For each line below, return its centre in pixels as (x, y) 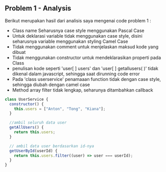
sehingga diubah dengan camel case (51, 84)
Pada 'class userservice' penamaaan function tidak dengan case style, (87, 79)
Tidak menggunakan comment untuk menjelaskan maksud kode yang (85, 47)
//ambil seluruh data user (38, 123)
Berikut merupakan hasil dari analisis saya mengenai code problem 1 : (78, 20)
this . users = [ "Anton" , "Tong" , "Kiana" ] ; (60, 109)
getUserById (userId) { (33, 151)
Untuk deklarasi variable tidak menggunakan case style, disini (77, 36)
